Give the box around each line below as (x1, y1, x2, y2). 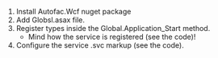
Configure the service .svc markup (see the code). (15, 41, 184, 50)
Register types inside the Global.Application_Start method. (15, 24, 211, 33)
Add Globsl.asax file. (15, 15, 86, 25)
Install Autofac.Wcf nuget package (15, 7, 132, 16)
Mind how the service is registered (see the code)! (27, 32, 196, 41)
